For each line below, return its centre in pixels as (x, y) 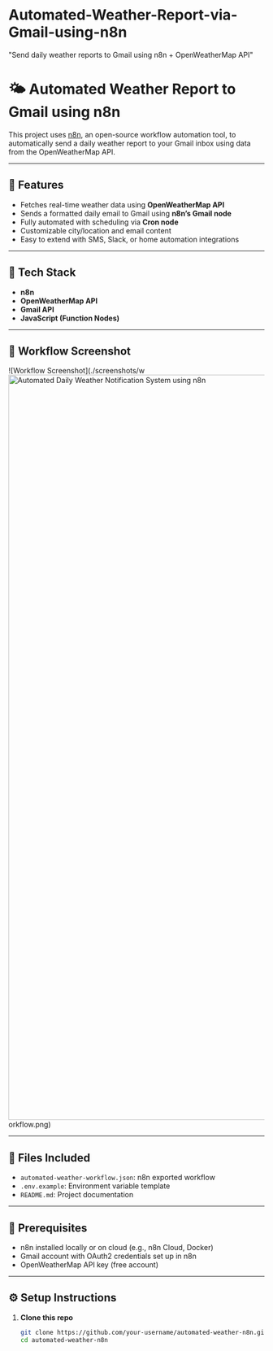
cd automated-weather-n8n (64, 1340)
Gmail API (37, 309)
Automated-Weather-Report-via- (123, 15)
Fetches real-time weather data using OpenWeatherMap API (122, 204)
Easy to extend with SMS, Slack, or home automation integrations (130, 239)
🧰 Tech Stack (42, 273)
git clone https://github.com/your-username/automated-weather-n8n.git (144, 1332)
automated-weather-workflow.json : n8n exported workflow (117, 1178)
